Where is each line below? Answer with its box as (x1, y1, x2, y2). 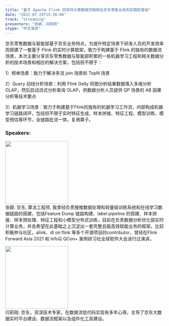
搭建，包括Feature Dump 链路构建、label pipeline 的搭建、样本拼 (22, 211, 157, 217)
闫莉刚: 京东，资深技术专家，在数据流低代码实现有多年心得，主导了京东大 (5, 309, 157, 315)
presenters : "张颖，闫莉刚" (5, 21, 59, 27)
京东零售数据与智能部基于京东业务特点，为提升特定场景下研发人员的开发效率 (5, 41, 164, 47)
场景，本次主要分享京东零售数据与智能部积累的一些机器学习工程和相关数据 (5, 53, 159, 59)
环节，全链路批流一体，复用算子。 (22, 117, 94, 123)
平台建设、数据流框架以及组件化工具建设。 (18, 315, 107, 322)
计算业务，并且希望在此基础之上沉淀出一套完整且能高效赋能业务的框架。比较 (5, 223, 164, 229)
